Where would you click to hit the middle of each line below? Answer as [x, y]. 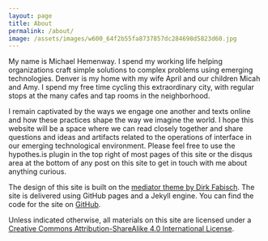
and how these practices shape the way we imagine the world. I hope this [131, 120]
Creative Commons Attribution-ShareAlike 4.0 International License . [121, 229]
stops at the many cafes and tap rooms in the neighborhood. [109, 96]
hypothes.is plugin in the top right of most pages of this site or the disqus [130, 154]
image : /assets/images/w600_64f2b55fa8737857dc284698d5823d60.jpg [123, 38]
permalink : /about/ [41, 31]
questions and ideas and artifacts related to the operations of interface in [130, 137]
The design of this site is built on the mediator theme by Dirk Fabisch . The [132, 188]
